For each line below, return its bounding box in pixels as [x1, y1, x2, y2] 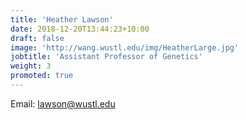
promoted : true [10, 71, 74, 81]
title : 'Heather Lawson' [10, 14, 114, 25]
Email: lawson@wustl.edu [10, 97, 116, 110]
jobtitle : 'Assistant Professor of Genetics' [10, 52, 203, 62]
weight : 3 [10, 61, 52, 71]
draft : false [10, 33, 65, 43]
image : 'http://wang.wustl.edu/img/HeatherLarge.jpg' [10, 42, 240, 53]
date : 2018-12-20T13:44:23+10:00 [10, 24, 150, 34]
